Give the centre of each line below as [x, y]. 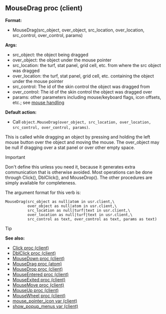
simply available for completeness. [41, 182]
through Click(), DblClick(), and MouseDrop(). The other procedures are [79, 177]
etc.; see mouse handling [38, 102]
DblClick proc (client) [34, 253]
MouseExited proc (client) [39, 279]
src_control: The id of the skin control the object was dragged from [81, 86]
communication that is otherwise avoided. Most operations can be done [79, 172]
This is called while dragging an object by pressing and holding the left [78, 136]
